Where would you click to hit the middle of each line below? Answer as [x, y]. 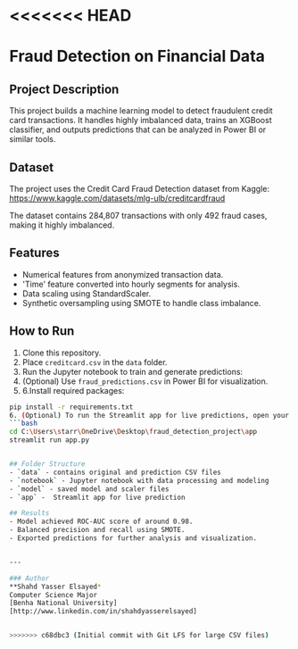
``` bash [24, 424]
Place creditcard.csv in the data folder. [95, 362]
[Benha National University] [63, 603]
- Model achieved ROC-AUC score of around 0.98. [101, 522]
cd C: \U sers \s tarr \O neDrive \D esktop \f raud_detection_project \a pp [133, 432]
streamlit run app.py [50, 440]
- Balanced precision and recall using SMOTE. [97, 530]
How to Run [42, 331]
